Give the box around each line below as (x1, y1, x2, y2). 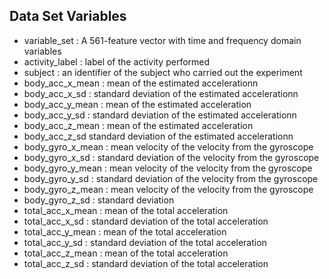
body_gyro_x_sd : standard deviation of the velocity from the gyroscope (23, 151, 320, 163)
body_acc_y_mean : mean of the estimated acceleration (23, 98, 252, 110)
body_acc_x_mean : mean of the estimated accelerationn (23, 77, 259, 89)
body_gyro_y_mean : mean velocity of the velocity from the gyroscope (23, 162, 313, 174)
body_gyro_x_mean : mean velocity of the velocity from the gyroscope (23, 140, 314, 153)
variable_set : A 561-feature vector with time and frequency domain (23, 34, 302, 46)
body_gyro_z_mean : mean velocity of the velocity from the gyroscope (23, 183, 314, 195)
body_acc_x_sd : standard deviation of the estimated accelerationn (23, 87, 299, 99)
